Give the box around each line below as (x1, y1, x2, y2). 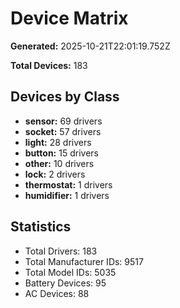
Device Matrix (10, 7, 129, 30)
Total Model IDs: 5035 (24, 266, 117, 278)
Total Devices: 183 (10, 59, 88, 71)
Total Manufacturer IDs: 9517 (24, 255, 144, 267)
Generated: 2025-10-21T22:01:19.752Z (10, 40, 171, 52)
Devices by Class (10, 88, 120, 106)
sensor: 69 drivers (24, 115, 103, 127)
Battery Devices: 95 (24, 277, 107, 289)
